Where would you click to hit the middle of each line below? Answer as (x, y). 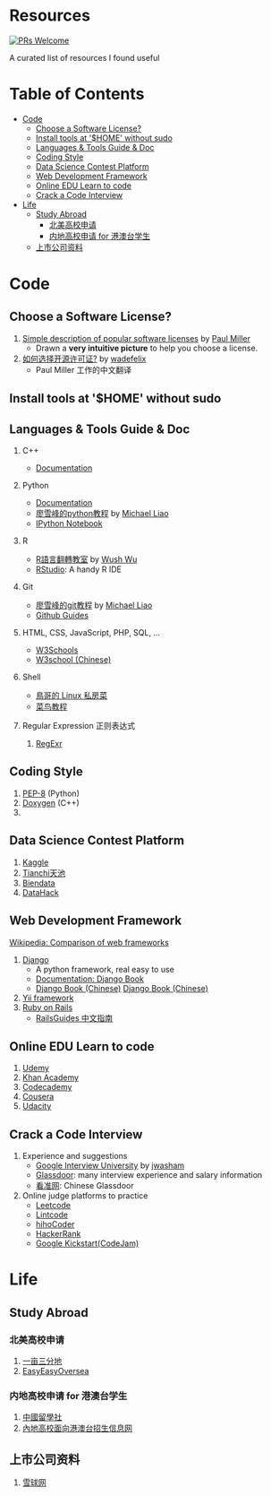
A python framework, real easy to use (105, 969)
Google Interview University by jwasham (110, 1165)
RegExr (49, 744)
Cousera (38, 1097)
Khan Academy (50, 1077)
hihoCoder (55, 1224)
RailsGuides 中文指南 (74, 1017)
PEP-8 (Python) (51, 793)
